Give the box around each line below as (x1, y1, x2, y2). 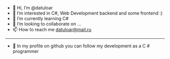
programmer (12, 48, 39, 54)
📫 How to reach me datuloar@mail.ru (12, 27, 92, 32)
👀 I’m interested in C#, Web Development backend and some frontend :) (12, 10, 163, 16)
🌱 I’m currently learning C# (12, 16, 69, 21)
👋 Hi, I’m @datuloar (12, 5, 53, 11)
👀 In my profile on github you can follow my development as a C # (12, 43, 150, 49)
